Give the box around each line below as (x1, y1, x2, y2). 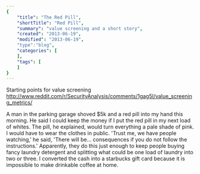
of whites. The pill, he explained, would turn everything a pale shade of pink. (6, 123, 194, 130)
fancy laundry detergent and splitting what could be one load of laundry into (6, 149, 194, 156)
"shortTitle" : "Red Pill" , (17, 20, 84, 26)
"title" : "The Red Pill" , (17, 14, 82, 20)
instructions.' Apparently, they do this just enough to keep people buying (6, 142, 185, 149)
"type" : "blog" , (17, 42, 55, 48)
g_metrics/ (6, 99, 33, 106)
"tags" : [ (17, 59, 42, 65)
